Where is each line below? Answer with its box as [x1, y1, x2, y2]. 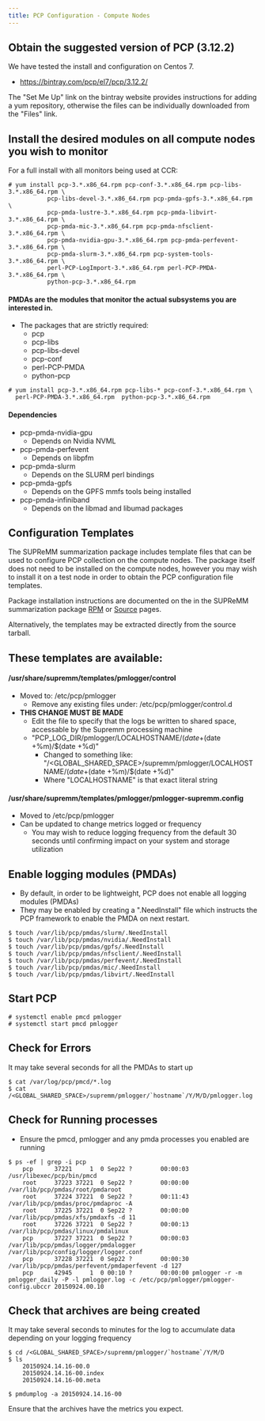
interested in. [8, 302, 54, 313]
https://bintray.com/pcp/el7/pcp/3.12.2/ [19, 77, 148, 87]
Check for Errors [8, 1042, 92, 1055]
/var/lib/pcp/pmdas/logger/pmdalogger [8, 1241, 136, 1249]
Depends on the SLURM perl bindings [31, 469, 155, 479]
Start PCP [8, 992, 58, 1005]
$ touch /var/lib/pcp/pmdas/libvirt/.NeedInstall [8, 971, 176, 978]
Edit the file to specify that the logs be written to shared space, [31, 716, 237, 726]
